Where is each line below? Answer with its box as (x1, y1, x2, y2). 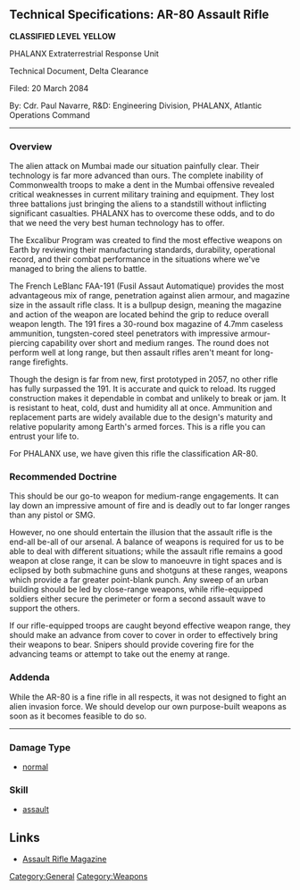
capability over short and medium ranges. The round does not (41, 338, 270, 348)
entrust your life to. (9, 431, 79, 441)
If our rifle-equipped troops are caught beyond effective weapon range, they (9, 620, 291, 631)
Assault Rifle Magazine (21, 853, 107, 865)
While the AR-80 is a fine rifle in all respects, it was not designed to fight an (9, 692, 287, 702)
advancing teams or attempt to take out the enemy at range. (9, 649, 230, 659)
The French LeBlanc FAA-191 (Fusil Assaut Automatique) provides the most (9, 281, 284, 291)
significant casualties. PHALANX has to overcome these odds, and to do (9, 208, 275, 219)
